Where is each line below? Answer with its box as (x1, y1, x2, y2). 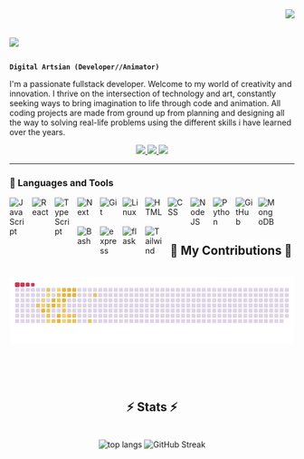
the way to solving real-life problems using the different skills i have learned (9, 117, 292, 128)
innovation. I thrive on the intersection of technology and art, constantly (9, 88, 277, 99)
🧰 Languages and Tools (9, 176, 114, 189)
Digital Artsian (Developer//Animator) (9, 63, 160, 72)
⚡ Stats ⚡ (126, 399, 178, 415)
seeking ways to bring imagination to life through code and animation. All (9, 97, 281, 108)
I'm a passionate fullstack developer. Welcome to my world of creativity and (9, 78, 292, 89)
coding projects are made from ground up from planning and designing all (9, 107, 285, 118)
